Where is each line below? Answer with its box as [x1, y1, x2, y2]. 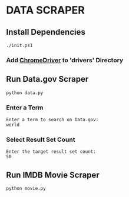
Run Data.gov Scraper [6, 74, 89, 84]
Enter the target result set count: [6, 149, 96, 155]
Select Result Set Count [6, 135, 75, 143]
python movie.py [6, 186, 46, 192]
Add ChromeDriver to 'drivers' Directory [6, 56, 124, 64]
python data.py [6, 89, 44, 96]
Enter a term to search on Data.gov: [6, 117, 99, 123]
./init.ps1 [6, 42, 33, 48]
